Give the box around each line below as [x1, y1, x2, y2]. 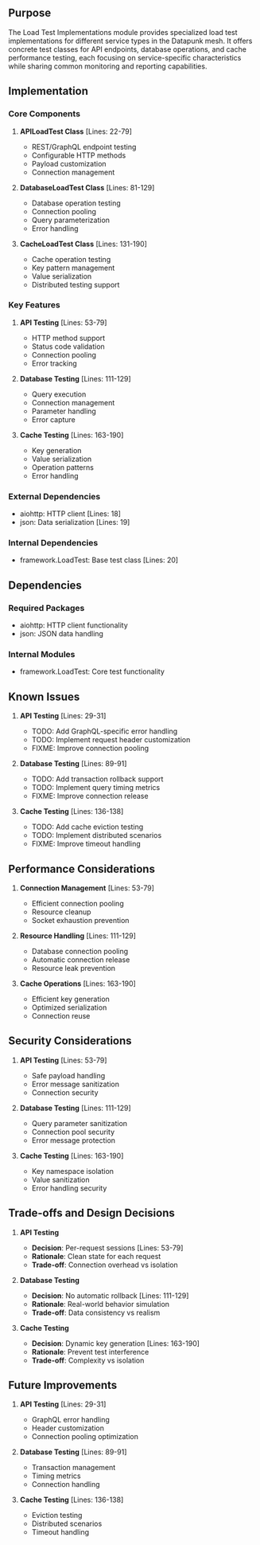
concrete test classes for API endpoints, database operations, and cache [8, 44, 246, 54]
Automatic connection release [31, 955, 130, 964]
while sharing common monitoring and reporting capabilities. [8, 61, 208, 71]
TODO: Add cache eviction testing [31, 822, 144, 831]
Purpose [8, 6, 52, 20]
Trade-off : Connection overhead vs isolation [31, 1260, 179, 1269]
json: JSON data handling [19, 629, 103, 639]
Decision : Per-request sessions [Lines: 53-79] [31, 1242, 184, 1253]
